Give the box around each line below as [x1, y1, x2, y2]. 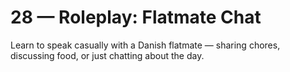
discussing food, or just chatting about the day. [10, 49, 205, 61]
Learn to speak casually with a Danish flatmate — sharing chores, [10, 39, 281, 51]
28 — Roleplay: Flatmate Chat [10, 6, 262, 29]
